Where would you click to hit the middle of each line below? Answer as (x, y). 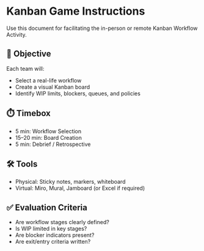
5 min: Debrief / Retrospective (53, 144)
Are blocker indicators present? (55, 235)
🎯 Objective (29, 54)
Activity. (17, 34)
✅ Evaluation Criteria (47, 207)
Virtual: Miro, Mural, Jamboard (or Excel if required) (80, 188)
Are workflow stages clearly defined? (62, 222)
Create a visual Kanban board (53, 87)
